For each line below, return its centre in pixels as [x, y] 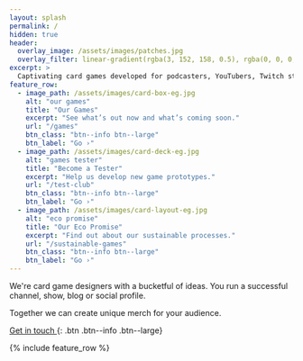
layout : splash [38, 18]
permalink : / [34, 26]
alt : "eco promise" [62, 218]
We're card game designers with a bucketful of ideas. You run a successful [149, 286]
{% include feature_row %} [60, 348]
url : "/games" [52, 127]
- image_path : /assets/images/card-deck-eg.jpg [109, 151]
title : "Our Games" [62, 110]
